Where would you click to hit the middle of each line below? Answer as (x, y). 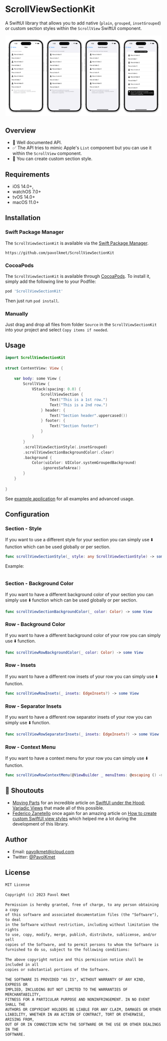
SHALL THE (15, 1004)
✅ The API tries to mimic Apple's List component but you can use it (82, 148)
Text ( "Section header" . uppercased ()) (88, 416)
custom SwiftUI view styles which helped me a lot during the (74, 819)
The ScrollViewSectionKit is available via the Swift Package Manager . (77, 243)
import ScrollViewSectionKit (35, 358)
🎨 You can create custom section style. (52, 159)
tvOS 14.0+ (24, 197)
